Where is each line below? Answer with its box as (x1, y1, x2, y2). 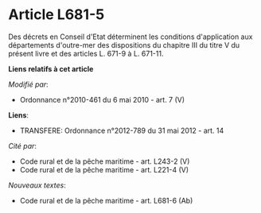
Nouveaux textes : (8, 180, 66, 190)
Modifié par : (8, 79, 49, 89)
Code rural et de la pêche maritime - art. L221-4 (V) (19, 165, 189, 174)
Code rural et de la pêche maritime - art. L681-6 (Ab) (19, 196, 193, 205)
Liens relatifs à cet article (8, 64, 94, 73)
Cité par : (8, 141, 37, 150)
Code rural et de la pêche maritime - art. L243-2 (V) (19, 157, 190, 166)
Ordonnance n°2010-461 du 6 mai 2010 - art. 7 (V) (19, 95, 185, 104)
